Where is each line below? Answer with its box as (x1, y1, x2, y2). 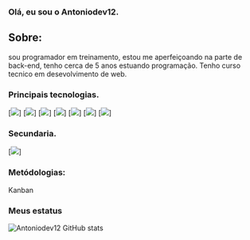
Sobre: (8, 31, 42, 45)
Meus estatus (8, 205, 63, 216)
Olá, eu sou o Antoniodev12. (8, 6, 119, 18)
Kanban (8, 185, 34, 195)
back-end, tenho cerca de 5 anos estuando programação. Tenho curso (8, 61, 241, 70)
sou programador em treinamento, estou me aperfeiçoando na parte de (8, 52, 243, 61)
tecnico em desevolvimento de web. (8, 69, 127, 78)
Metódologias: (8, 167, 66, 178)
